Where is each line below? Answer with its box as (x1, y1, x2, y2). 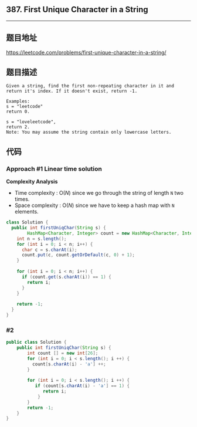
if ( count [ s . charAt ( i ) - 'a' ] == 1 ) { (35, 383, 130, 389)
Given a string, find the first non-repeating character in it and (6, 83, 175, 89)
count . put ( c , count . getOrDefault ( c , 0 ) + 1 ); (21, 252, 135, 258)
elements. (14, 208, 39, 215)
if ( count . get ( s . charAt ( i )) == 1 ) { (21, 274, 111, 280)
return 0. (6, 109, 30, 115)
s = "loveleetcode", (6, 119, 57, 125)
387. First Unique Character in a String (6, 5, 148, 15)
